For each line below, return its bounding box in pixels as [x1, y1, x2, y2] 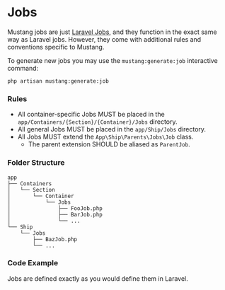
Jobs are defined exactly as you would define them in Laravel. [7, 274, 189, 283]
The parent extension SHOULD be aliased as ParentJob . [28, 140, 190, 149]
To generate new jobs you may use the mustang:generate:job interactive [7, 56, 218, 64]
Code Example [7, 258, 59, 268]
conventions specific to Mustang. [7, 42, 105, 51]
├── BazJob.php [33, 236, 78, 243]
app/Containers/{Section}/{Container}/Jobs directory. [17, 117, 178, 126]
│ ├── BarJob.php [7, 211, 103, 218]
